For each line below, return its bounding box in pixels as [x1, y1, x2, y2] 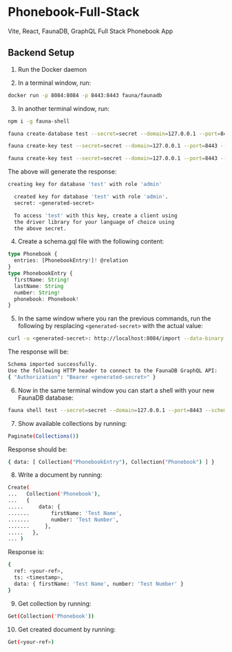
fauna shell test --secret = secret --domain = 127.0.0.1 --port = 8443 [8, 407, 202, 414]
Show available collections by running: [17, 419, 127, 427]
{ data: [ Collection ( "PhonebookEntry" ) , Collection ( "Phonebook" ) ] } [8, 458, 215, 465]
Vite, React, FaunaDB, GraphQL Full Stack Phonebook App [8, 27, 173, 35]
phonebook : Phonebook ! [14, 296, 79, 303]
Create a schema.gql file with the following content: [17, 237, 165, 245]
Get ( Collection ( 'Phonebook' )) [8, 613, 95, 620]
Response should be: [8, 445, 68, 454]
